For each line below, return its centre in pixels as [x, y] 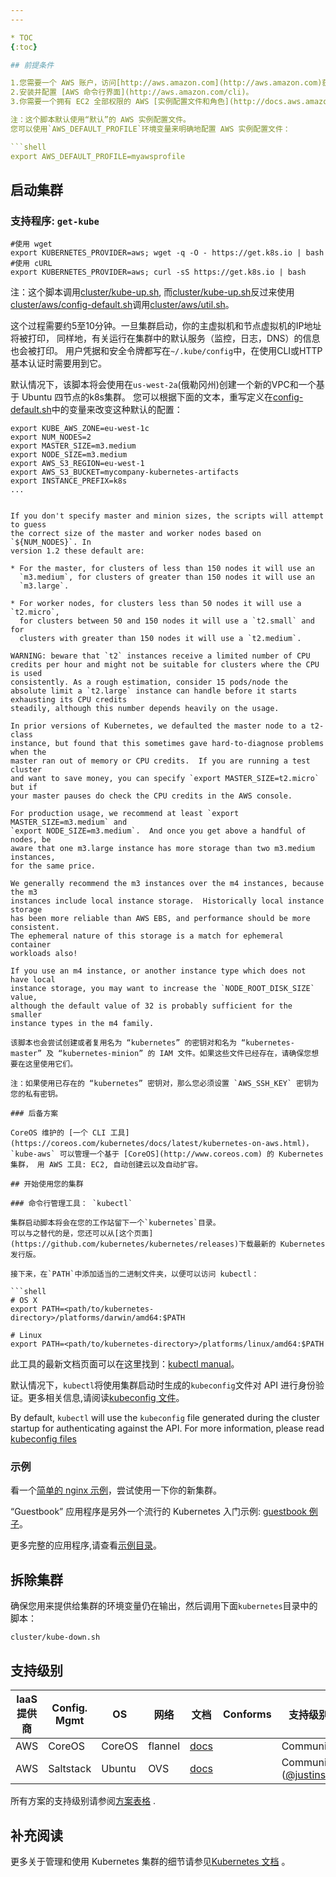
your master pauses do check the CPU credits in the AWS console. [151, 796]
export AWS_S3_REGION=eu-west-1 [77, 464]
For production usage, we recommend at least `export [125, 814]
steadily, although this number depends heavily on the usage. [145, 709]
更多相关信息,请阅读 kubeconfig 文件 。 [106, 1398]
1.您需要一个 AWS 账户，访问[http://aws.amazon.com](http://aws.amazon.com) [166, 83]
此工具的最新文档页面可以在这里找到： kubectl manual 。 [125, 1364]
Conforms [247, 1714]
